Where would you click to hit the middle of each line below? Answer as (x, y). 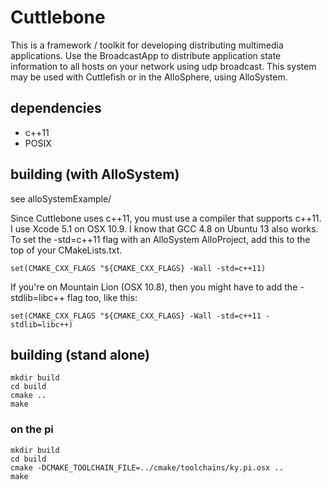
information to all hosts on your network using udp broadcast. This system (163, 66)
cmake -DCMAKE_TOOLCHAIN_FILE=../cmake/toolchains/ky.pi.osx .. (147, 467)
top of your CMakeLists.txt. (66, 250)
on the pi (32, 429)
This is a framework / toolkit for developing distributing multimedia (147, 45)
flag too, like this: (102, 297)
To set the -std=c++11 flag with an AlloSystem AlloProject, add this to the (160, 239)
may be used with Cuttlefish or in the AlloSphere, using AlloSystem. (149, 77)
